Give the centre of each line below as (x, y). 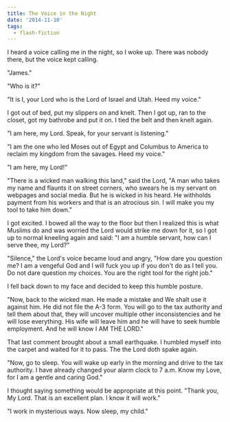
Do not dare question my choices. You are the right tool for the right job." (110, 273)
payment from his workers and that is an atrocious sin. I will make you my (111, 203)
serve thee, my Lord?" (38, 245)
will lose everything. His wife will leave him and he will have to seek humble (114, 322)
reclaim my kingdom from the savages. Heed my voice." (86, 154)
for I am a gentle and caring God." (55, 377)
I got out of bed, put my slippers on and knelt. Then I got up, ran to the (106, 113)
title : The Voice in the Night (52, 13)
